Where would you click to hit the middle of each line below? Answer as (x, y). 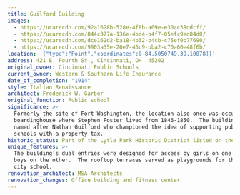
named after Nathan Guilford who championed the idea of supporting (118, 127)
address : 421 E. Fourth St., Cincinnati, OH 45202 (86, 61)
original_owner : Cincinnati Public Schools (73, 67)
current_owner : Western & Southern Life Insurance (84, 74)
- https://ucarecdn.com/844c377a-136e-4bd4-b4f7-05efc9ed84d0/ (110, 34)
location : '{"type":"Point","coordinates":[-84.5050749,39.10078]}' (111, 54)
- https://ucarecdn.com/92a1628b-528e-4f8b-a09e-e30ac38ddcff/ (110, 27)
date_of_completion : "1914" (49, 80)
